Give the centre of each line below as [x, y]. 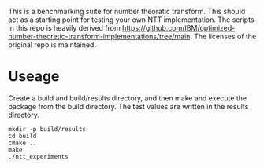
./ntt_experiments [38, 156]
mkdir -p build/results [47, 129]
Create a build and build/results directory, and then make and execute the [128, 98]
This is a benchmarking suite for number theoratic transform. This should [127, 11]
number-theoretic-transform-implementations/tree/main [99, 36]
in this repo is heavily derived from [64, 28]
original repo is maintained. [52, 45]
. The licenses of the [223, 36]
